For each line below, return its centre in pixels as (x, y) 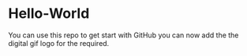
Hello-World (49, 14)
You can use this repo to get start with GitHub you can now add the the (123, 35)
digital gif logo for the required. (59, 43)
